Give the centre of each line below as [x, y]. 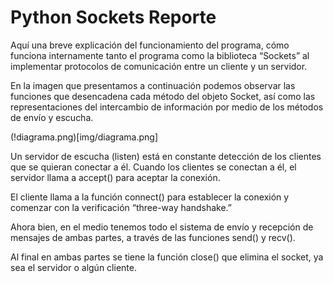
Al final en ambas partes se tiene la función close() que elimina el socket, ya [167, 257]
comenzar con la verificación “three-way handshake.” [121, 207]
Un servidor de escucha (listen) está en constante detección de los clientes [166, 156]
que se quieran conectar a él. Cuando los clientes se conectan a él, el [153, 167]
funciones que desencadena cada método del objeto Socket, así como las [163, 96]
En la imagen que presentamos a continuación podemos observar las [153, 85]
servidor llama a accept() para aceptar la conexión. [115, 177]
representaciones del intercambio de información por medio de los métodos [167, 107]
